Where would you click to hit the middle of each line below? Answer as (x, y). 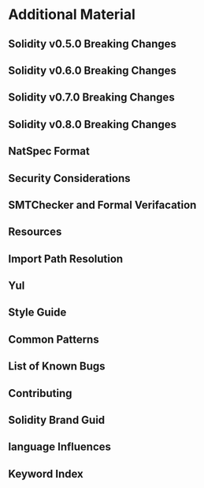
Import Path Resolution (66, 259)
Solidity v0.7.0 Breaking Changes (91, 98)
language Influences (60, 447)
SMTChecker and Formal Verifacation (102, 204)
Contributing (40, 393)
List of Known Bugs (57, 367)
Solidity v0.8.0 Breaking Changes (93, 124)
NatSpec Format (49, 151)
